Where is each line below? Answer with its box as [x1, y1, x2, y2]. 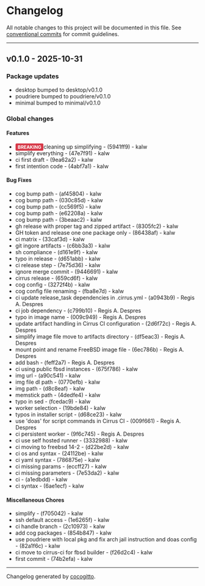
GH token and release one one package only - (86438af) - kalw [15, 229, 176, 236]
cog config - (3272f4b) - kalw [15, 280, 90, 288]
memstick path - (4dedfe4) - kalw [15, 391, 101, 398]
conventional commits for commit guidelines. [6, 30, 120, 37]
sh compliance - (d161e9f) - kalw [15, 248, 98, 255]
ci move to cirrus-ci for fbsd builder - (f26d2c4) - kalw [15, 549, 153, 556]
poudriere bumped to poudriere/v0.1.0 [15, 92, 111, 100]
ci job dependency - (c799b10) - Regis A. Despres [15, 307, 142, 314]
